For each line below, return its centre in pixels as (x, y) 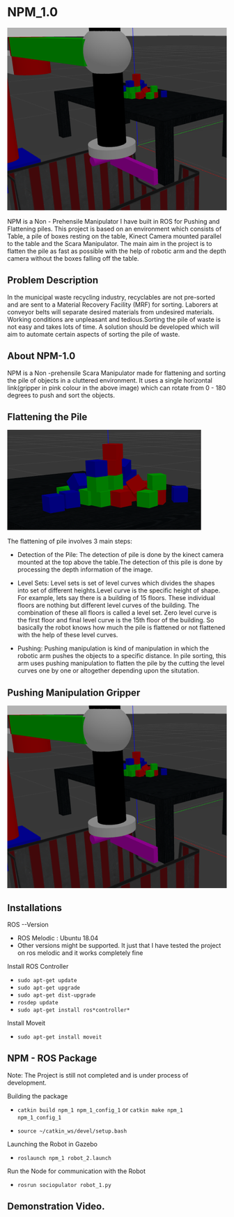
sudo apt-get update (47, 980)
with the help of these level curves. (68, 635)
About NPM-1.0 (41, 356)
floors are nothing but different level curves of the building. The (108, 605)
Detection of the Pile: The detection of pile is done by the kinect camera (120, 555)
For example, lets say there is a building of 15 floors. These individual (116, 598)
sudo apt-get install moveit (60, 1037)
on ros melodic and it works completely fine (80, 953)
